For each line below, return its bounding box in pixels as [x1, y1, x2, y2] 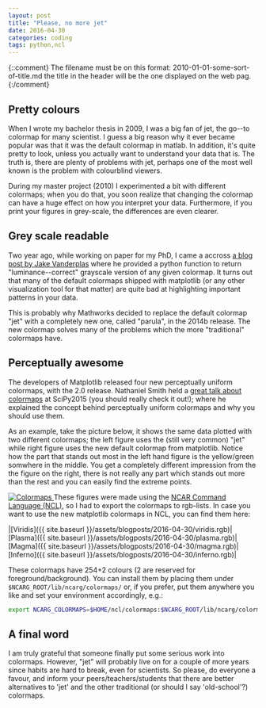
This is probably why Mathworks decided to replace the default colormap [8, 308, 248, 317]
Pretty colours [8, 102, 81, 116]
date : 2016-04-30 [8, 26, 66, 34]
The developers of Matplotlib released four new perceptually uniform [8, 377, 234, 387]
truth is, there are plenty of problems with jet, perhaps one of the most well [8, 157, 253, 166]
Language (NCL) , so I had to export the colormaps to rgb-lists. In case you [8, 500, 251, 510]
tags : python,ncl [8, 41, 66, 49]
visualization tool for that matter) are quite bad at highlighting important [8, 284, 241, 293]
